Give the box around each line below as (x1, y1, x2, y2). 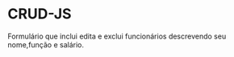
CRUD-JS (7, 5, 72, 23)
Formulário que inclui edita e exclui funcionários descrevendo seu (7, 31, 227, 41)
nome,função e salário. (7, 39, 85, 49)
